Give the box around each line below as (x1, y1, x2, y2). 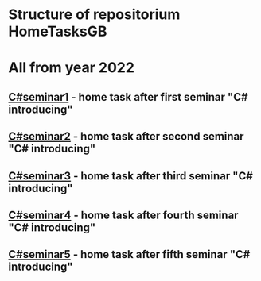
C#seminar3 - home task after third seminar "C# (8, 169, 253, 183)
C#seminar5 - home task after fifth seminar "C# (8, 248, 251, 261)
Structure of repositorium (8, 6, 181, 24)
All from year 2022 (8, 59, 135, 77)
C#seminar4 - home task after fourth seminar (8, 208, 239, 221)
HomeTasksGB (8, 22, 107, 40)
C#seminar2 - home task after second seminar (8, 129, 244, 144)
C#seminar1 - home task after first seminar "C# (8, 90, 248, 104)
